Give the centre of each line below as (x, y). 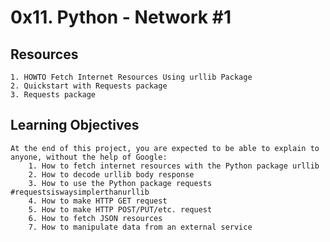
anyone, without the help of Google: (89, 157)
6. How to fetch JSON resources (95, 218)
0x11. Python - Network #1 (121, 17)
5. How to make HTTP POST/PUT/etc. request (120, 209)
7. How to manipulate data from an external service (140, 227)
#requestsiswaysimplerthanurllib (80, 192)
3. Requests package (53, 95)
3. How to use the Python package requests (120, 183)
